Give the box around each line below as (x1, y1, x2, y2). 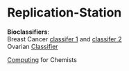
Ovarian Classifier (7, 42, 58, 50)
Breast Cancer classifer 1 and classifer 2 (7, 34, 122, 43)
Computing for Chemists (7, 55, 78, 63)
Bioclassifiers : (7, 28, 50, 36)
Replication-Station (7, 5, 122, 21)
